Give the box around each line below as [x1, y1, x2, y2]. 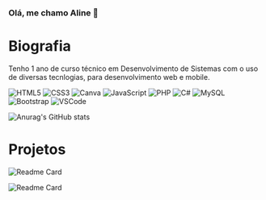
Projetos [8, 140, 66, 159]
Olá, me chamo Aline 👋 [8, 7, 99, 19]
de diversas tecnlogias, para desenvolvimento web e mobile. [8, 72, 210, 81]
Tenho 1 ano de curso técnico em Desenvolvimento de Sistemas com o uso [8, 64, 259, 73]
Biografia [8, 37, 71, 56]
